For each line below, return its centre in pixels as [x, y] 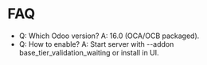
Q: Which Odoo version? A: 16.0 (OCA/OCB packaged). [109, 36]
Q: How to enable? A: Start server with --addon [96, 44]
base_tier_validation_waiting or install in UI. [89, 52]
